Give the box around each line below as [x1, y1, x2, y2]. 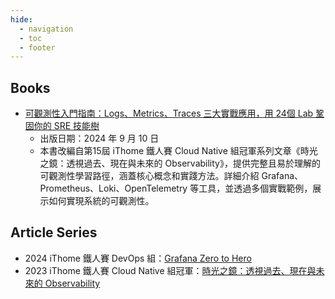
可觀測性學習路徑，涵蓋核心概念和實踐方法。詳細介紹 [39, 170, 260, 182]
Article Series [10, 224, 98, 241]
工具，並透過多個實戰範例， [198, 182, 313, 195]
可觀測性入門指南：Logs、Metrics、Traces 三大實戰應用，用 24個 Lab [24, 107, 314, 120]
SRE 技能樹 [53, 120, 100, 132]
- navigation [19, 24, 74, 34]
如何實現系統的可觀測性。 [48, 195, 155, 207]
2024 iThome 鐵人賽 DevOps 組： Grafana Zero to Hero [24, 252, 252, 264]
